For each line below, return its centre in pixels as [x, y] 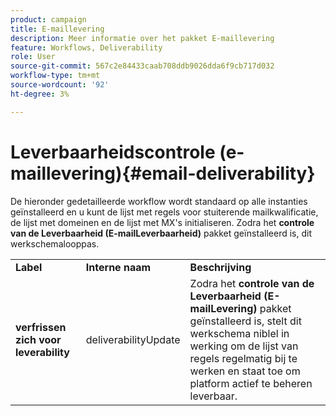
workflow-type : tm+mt [55, 76]
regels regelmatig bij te [243, 358]
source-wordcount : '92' [60, 85]
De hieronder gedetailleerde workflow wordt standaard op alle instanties [159, 201]
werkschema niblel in [239, 333]
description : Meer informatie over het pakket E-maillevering [142, 38]
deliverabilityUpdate [133, 339]
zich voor [38, 339]
